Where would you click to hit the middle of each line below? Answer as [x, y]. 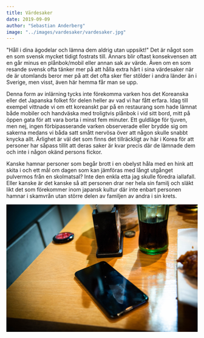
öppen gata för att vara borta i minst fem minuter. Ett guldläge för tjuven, [97, 120]
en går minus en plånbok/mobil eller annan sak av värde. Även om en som [99, 63]
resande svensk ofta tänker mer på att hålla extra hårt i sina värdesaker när [100, 69]
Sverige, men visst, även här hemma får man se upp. [72, 83]
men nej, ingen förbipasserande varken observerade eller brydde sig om [97, 126]
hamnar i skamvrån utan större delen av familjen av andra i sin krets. [92, 196]
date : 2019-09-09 [28, 19]
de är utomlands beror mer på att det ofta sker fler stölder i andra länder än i [102, 76]
